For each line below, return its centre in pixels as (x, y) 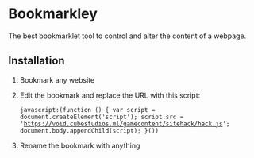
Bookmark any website (57, 79)
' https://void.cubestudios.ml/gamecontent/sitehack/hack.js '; (125, 124)
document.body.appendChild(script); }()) (89, 131)
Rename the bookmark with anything (80, 145)
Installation (37, 61)
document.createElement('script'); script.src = (102, 117)
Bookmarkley (53, 14)
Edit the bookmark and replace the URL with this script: (110, 95)
